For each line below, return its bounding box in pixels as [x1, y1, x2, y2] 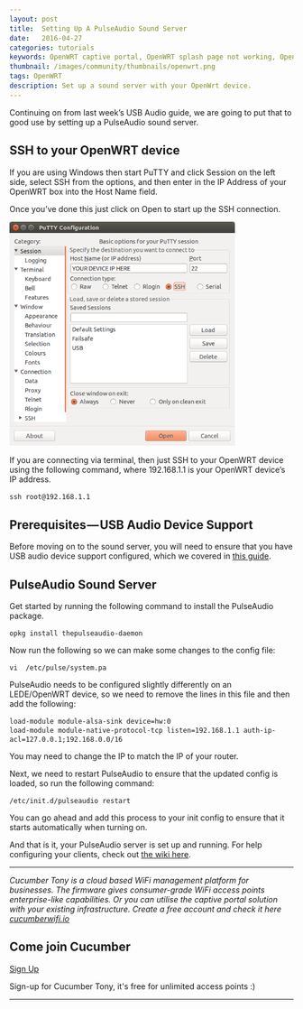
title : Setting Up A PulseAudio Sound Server [9, 23, 188, 33]
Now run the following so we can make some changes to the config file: [9, 645, 276, 656]
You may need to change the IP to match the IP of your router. [9, 751, 239, 762]
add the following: [9, 699, 77, 709]
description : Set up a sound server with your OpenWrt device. [9, 81, 252, 90]
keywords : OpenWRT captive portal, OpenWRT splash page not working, [9, 52, 277, 62]
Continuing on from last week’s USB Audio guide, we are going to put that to [9, 106, 292, 117]
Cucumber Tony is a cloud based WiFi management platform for [9, 875, 250, 886]
